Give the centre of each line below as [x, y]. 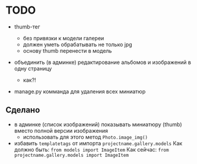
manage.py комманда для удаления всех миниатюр [80, 91]
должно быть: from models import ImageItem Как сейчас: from [91, 149]
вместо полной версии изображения [61, 130]
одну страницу [33, 68]
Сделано [23, 110]
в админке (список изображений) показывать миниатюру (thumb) [98, 124]
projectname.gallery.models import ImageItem [71, 155]
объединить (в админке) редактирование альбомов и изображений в [102, 62]
